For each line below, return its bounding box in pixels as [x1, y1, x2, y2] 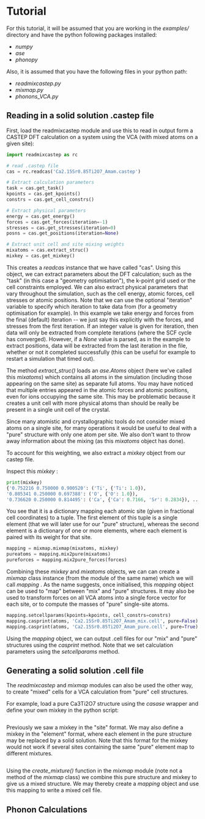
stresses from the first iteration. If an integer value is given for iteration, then [6, 322, 199, 330]
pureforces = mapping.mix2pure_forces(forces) [6, 557, 127, 563]
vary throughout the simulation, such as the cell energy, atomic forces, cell [6, 290, 195, 297]
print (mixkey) [6, 479, 43, 485]
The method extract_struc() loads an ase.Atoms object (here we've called [6, 366, 192, 374]
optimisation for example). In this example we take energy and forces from [6, 309, 194, 317]
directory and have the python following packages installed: [6, 31, 157, 38]
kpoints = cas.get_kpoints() [6, 191, 81, 197]
